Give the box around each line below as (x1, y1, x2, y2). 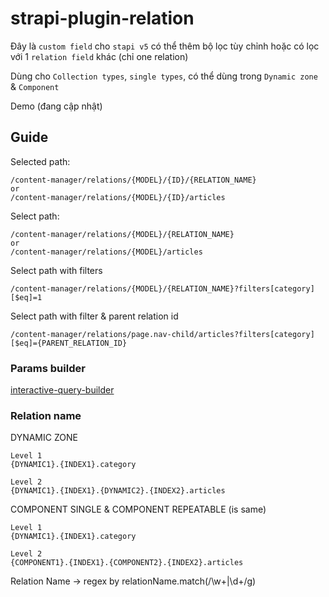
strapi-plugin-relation (10, 7, 195, 30)
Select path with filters (10, 264, 103, 276)
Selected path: (10, 155, 71, 167)
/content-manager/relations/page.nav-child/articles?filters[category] (10, 329, 315, 339)
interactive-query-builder (10, 384, 115, 396)
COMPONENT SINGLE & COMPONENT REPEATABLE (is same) (10, 503, 267, 516)
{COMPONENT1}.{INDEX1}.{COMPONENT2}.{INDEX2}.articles (10, 558, 244, 568)
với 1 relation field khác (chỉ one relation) (10, 50, 189, 62)
